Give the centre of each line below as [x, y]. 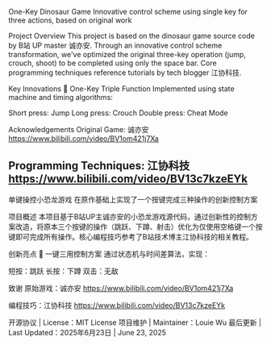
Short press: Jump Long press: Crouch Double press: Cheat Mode [118, 113]
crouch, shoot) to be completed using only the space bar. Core [113, 63]
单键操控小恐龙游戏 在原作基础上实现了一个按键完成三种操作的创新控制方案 [133, 199]
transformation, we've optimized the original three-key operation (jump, [127, 54]
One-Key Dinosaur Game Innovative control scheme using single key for [128, 12]
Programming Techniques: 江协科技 [99, 166]
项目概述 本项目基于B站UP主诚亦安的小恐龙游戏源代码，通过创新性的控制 [130, 216]
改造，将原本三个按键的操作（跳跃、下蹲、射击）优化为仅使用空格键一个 [135, 227]
